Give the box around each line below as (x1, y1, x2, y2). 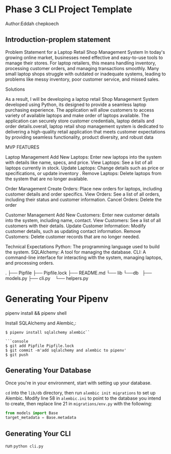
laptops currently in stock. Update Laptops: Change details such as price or (5, 165, 164, 171)
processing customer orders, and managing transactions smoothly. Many (5, 65, 159, 71)
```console (5, 339, 29, 344)
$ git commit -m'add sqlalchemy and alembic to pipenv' (5, 348, 127, 353)
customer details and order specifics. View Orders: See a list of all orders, (5, 191, 161, 197)
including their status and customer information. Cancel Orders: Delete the (5, 196, 162, 203)
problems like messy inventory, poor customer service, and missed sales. (5, 76, 160, 82)
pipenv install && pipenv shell (5, 310, 67, 316)
